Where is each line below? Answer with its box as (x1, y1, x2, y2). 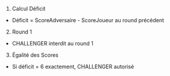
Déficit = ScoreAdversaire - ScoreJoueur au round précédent (11, 17, 165, 23)
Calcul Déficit (11, 5, 46, 12)
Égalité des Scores (11, 51, 59, 59)
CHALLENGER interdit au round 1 (11, 40, 93, 47)
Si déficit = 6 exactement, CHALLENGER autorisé (11, 63, 134, 70)
